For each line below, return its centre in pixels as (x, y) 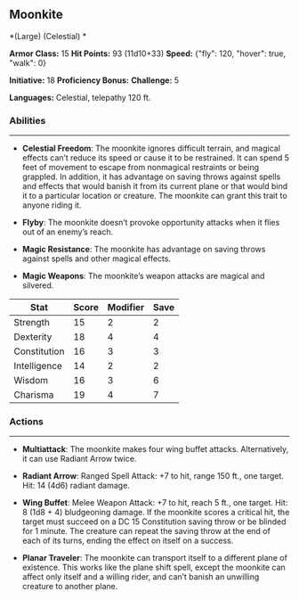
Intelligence (38, 366)
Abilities (28, 120)
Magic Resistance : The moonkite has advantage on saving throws (144, 250)
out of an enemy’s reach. (68, 232)
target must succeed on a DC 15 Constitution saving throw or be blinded (154, 522)
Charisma (34, 395)
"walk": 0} (28, 62)
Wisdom (31, 381)
